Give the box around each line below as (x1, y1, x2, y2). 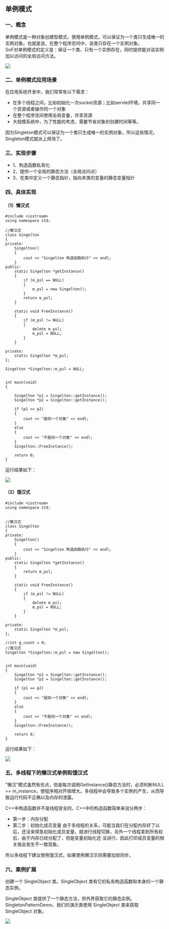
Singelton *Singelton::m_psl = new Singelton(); (5, 650, 109, 655)
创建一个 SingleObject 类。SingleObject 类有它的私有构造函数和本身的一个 (5, 878, 160, 884)
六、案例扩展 (5, 866, 37, 873)
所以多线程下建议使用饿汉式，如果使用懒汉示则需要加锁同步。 (5, 852, 134, 858)
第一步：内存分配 (12, 816, 48, 822)
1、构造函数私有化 (12, 162, 50, 168)
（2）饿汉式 (5, 489, 30, 495)
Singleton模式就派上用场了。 (5, 135, 65, 142)
